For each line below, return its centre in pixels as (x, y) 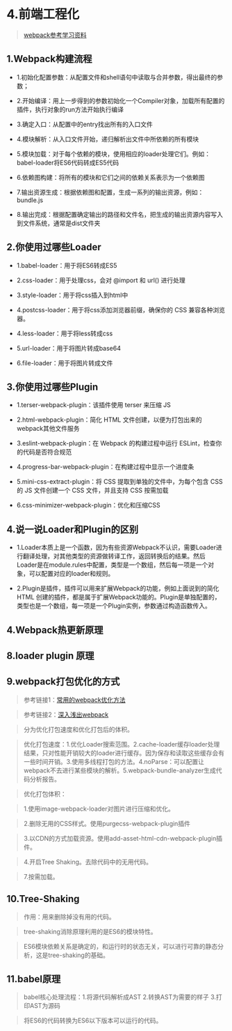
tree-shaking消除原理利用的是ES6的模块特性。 (90, 931)
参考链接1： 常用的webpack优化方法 (74, 700)
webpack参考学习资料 (55, 35)
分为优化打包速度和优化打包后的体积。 (78, 729)
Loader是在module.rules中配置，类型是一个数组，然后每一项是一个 (112, 565)
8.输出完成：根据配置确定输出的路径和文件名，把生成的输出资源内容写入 (120, 214)
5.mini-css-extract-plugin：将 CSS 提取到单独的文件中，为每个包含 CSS (119, 482)
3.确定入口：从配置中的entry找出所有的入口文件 (85, 124)
